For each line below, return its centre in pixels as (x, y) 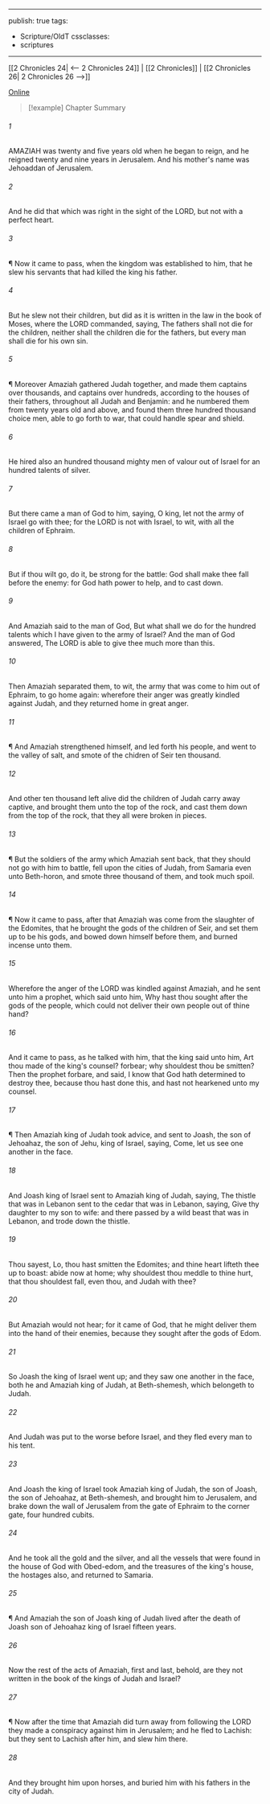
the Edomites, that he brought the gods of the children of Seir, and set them (133, 928)
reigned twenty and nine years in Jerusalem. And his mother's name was (129, 160)
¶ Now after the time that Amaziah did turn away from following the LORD (130, 1722)
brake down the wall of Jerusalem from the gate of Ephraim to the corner (129, 1506)
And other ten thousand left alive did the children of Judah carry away (125, 799)
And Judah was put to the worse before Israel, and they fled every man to (130, 1437)
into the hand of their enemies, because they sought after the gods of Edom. (135, 1333)
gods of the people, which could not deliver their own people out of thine (129, 1005)
